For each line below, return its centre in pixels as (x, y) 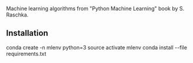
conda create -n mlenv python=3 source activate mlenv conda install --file (97, 47)
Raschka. (17, 15)
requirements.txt (26, 54)
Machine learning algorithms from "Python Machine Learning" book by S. (95, 9)
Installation (27, 33)
